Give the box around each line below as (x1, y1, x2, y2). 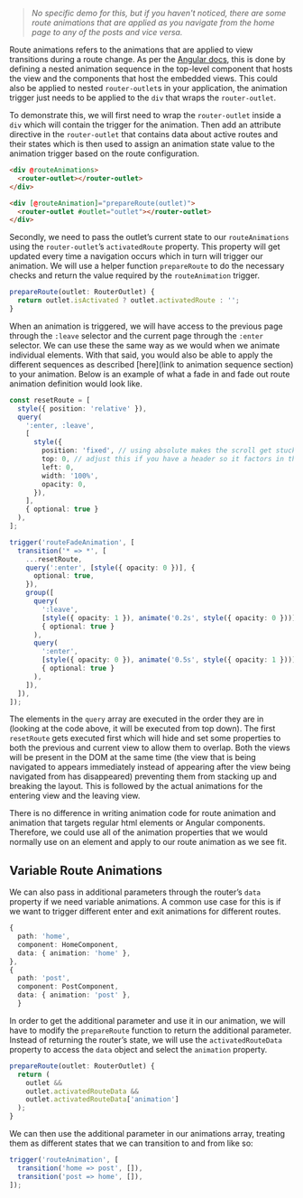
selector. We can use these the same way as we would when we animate (9, 339, 280, 350)
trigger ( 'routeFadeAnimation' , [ (9, 537, 135, 547)
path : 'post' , (17, 974, 70, 983)
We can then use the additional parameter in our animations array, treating (9, 1128, 286, 1139)
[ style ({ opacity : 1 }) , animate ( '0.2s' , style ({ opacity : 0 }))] (41, 613, 297, 622)
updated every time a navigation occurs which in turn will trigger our (9, 251, 263, 262)
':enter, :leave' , (25, 421, 95, 430)
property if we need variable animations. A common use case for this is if (9, 896, 281, 907)
